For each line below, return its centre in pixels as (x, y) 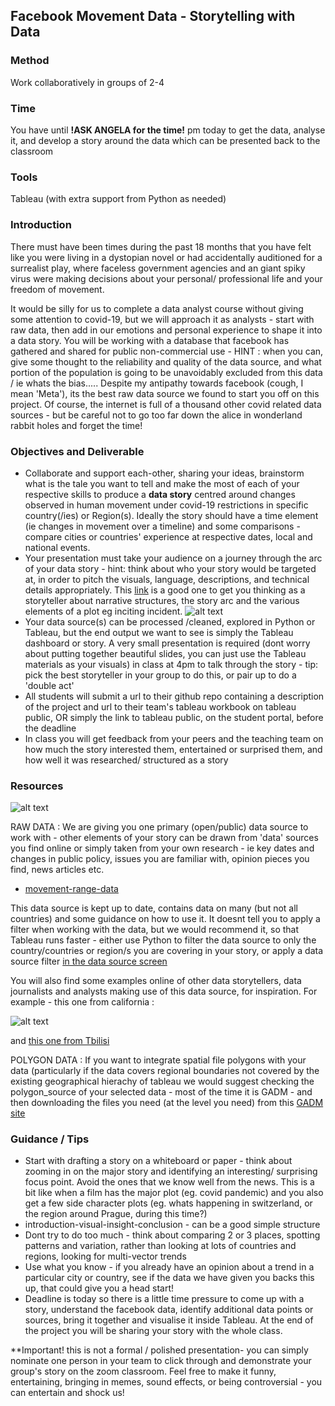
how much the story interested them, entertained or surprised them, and (173, 749)
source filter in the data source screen (89, 961)
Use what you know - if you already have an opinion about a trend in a (169, 1267)
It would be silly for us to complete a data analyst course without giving (157, 308)
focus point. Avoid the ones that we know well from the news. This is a (169, 1182)
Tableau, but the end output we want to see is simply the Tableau (159, 632)
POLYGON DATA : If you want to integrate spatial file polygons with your (158, 1060)
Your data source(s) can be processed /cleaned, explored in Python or (170, 621)
